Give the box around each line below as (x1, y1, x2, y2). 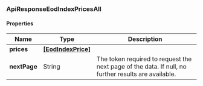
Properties (6, 20, 34, 27)
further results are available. (96, 70, 176, 78)
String (43, 63, 60, 71)
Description (127, 35, 163, 43)
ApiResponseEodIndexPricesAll (6, 5, 101, 13)
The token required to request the (96, 55, 192, 63)
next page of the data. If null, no (96, 63, 187, 71)
